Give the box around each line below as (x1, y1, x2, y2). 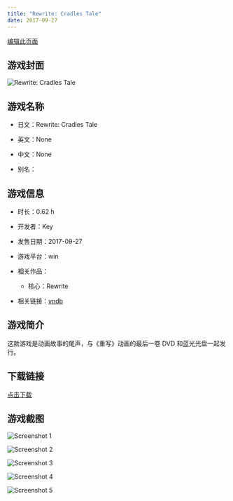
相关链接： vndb (17, 296, 64, 305)
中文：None (17, 150, 52, 158)
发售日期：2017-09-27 (17, 237, 83, 245)
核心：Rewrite (27, 282, 69, 290)
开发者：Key (17, 222, 54, 231)
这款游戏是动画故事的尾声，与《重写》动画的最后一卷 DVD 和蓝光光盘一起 (7, 339, 220, 348)
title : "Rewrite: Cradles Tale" (7, 10, 101, 18)
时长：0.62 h (17, 207, 55, 216)
